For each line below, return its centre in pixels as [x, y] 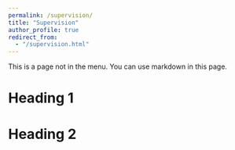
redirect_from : [33, 37]
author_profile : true [44, 30]
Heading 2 [42, 134]
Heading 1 [41, 98]
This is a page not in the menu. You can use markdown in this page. [118, 66]
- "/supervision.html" [52, 45]
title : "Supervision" [44, 23]
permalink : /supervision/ [50, 15]
